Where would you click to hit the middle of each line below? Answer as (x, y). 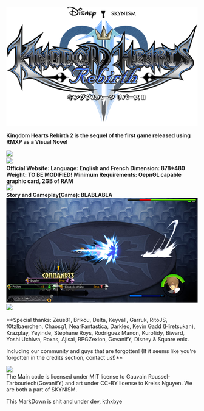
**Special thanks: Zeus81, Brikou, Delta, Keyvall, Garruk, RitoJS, (87, 320)
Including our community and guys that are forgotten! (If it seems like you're (101, 351)
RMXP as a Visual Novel (37, 141)
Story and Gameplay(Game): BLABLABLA (59, 195)
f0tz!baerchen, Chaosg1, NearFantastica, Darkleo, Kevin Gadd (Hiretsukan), (101, 326)
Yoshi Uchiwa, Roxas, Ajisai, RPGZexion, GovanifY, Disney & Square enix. (98, 340)
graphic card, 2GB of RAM (40, 181)
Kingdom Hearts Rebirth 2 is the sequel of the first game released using (99, 135)
